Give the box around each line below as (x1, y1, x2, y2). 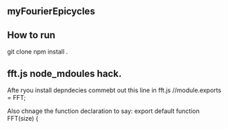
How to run (7, 29, 56, 41)
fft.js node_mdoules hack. (7, 67, 122, 79)
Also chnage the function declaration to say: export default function (7, 107, 200, 115)
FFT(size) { (7, 114, 39, 123)
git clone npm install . (7, 48, 68, 56)
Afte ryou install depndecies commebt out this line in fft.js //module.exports (7, 86, 222, 94)
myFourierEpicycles (7, 6, 95, 17)
